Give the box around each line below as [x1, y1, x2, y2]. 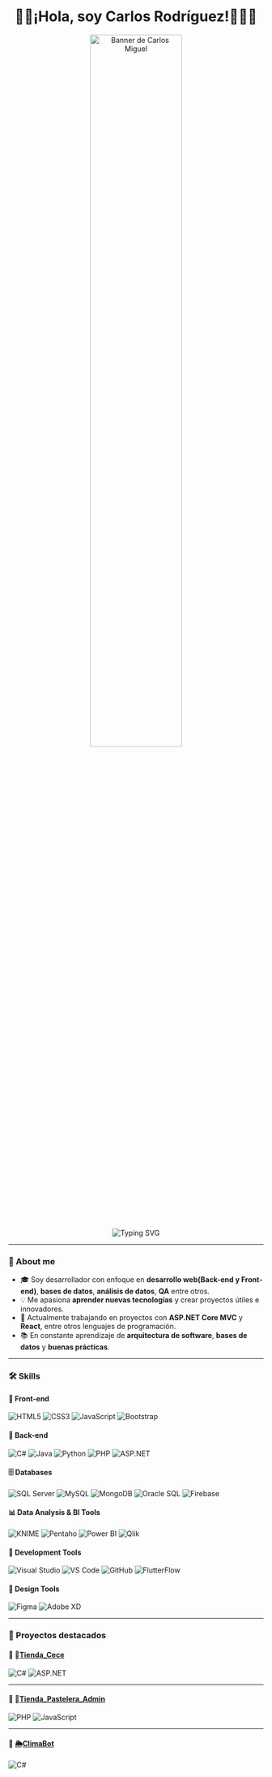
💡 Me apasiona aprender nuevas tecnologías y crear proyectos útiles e [19, 1295, 260, 1305]
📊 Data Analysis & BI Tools [8, 1508, 100, 1517]
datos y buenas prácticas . [19, 1342, 110, 1352]
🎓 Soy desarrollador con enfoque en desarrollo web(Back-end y [19, 1275, 240, 1284]
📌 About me [8, 1255, 55, 1267]
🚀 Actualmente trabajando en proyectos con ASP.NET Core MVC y [19, 1313, 243, 1323]
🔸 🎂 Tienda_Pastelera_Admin [8, 1694, 105, 1704]
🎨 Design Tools [8, 1584, 60, 1594]
